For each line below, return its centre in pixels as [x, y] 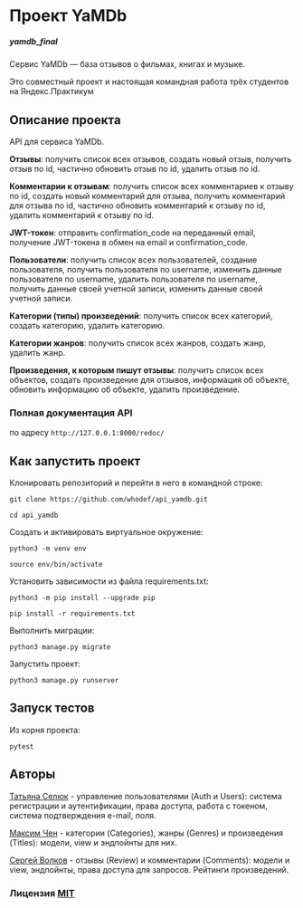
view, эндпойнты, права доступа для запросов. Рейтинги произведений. [149, 869]
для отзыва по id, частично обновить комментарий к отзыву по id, [137, 205]
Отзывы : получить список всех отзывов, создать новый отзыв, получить [151, 158]
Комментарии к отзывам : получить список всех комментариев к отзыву [151, 186]
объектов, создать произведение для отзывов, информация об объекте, [150, 379]
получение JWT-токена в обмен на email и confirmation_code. [129, 242]
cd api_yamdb [34, 516]
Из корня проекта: [45, 730]
